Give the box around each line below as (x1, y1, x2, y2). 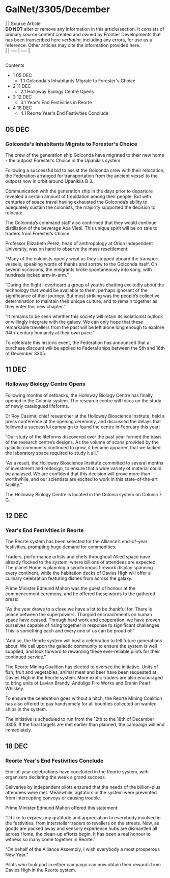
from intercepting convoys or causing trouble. (5, 795, 101, 801)
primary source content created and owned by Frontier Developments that (5, 31, 161, 37)
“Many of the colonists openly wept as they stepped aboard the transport (5, 256, 159, 262)
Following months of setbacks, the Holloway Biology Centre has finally (5, 392, 153, 398)
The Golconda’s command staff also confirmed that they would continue (5, 219, 157, 226)
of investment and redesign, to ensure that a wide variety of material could (5, 465, 162, 471)
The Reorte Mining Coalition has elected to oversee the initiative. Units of (5, 664, 159, 670)
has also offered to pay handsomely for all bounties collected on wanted (5, 701, 157, 707)
